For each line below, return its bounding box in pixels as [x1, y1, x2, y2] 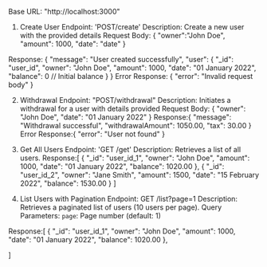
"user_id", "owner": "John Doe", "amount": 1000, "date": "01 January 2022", [8, 63, 257, 73]
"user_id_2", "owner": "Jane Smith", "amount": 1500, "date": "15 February [19, 171, 260, 179]
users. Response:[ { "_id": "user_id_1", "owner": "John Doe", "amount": [19, 153, 250, 163]
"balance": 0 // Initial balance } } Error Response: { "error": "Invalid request [8, 72, 253, 80]
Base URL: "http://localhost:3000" [8, 7, 120, 16]
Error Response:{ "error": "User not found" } [19, 129, 166, 139]
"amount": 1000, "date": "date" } [19, 39, 126, 49]
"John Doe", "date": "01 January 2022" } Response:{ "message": [19, 112, 232, 122]
